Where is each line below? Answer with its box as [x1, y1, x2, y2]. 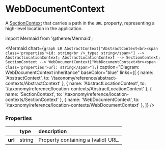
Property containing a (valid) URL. [38, 136, 120, 143]
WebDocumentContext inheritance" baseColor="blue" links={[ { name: [5, 69, 154, 76]
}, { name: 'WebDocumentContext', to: [60, 96, 140, 103]
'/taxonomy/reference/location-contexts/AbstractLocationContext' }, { [5, 85, 152, 92]
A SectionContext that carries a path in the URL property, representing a [5, 20, 155, 26]
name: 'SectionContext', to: [5, 91, 63, 97]
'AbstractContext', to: [5, 74, 50, 81]
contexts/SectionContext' [5, 96, 59, 103]
